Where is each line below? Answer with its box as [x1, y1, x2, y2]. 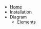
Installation [9, 9, 32, 15]
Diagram [9, 14, 27, 19]
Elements [17, 19, 36, 25]
